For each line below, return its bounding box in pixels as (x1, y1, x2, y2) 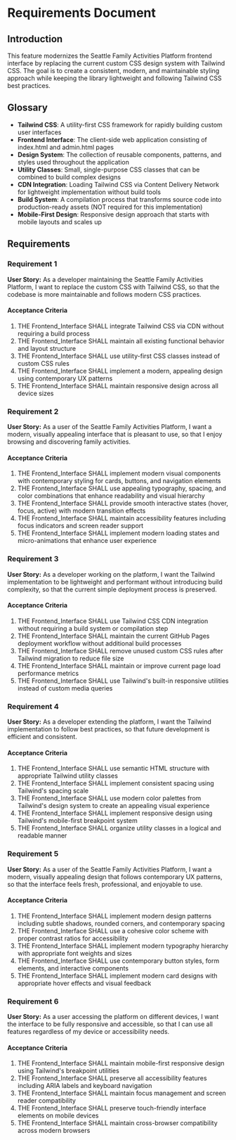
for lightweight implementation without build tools (17, 188, 162, 196)
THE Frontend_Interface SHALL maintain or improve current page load (17, 661, 221, 670)
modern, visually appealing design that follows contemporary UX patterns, (7, 872, 223, 880)
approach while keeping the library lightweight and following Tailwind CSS (7, 74, 222, 82)
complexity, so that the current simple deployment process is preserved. (7, 585, 218, 594)
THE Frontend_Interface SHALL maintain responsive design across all (17, 381, 219, 390)
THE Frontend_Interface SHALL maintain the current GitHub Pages (17, 632, 210, 640)
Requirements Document (7, 5, 157, 21)
